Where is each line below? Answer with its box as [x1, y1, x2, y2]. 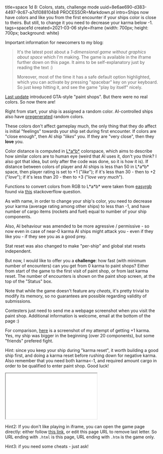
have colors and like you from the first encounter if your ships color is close [5, 15, 157, 20]
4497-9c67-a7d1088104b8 [5, 9, 59, 15]
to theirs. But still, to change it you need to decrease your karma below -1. [5, 20, 153, 25]
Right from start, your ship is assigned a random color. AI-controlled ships [5, 108, 153, 114]
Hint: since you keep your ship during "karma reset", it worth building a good [5, 348, 159, 353]
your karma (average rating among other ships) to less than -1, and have [5, 204, 150, 209]
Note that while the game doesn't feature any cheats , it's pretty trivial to [5, 288, 149, 293]
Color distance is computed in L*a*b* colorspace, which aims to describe [5, 148, 152, 154]
